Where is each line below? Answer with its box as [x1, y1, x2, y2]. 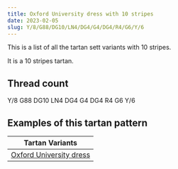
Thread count [7, 77, 69, 89]
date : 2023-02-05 [7, 17, 59, 24]
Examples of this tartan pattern [7, 116, 148, 129]
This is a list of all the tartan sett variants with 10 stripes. [7, 43, 172, 52]
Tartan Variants [23, 138, 78, 148]
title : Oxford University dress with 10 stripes [7, 10, 154, 18]
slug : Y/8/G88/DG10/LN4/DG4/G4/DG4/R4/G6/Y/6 [7, 23, 144, 31]
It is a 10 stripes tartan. [7, 57, 74, 65]
